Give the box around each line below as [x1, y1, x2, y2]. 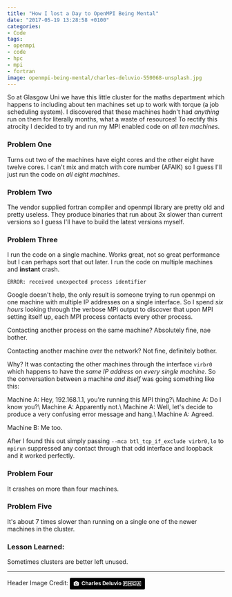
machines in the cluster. [7, 525, 75, 533]
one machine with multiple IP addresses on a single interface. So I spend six [7, 298, 224, 306]
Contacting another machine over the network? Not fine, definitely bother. [7, 346, 217, 355]
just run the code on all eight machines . [7, 170, 120, 178]
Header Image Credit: [7, 579, 69, 587]
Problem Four [7, 469, 54, 478]
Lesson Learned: [7, 542, 65, 551]
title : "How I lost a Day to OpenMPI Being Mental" [7, 10, 159, 17]
